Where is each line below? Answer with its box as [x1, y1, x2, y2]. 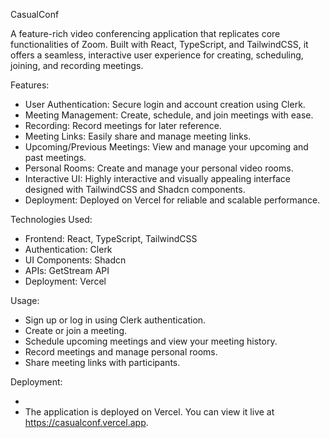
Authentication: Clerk [24, 244, 113, 255]
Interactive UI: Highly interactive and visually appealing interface [24, 173, 291, 184]
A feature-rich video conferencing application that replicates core [10, 28, 281, 39]
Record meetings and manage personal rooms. [24, 346, 218, 358]
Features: [10, 79, 50, 91]
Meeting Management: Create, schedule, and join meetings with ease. [24, 109, 314, 121]
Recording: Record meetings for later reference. [24, 120, 222, 131]
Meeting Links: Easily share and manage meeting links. [24, 130, 252, 142]
